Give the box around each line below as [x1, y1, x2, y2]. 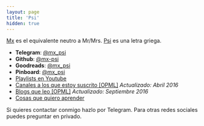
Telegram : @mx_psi [15, 49, 66, 56]
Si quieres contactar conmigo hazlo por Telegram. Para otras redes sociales [6, 106, 198, 114]
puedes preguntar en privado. [6, 113, 82, 120]
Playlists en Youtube [15, 75, 67, 83]
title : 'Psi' [6, 15, 40, 21]
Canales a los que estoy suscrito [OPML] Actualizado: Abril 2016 [15, 81, 179, 89]
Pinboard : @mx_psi [15, 69, 66, 76]
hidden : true [6, 20, 40, 26]
